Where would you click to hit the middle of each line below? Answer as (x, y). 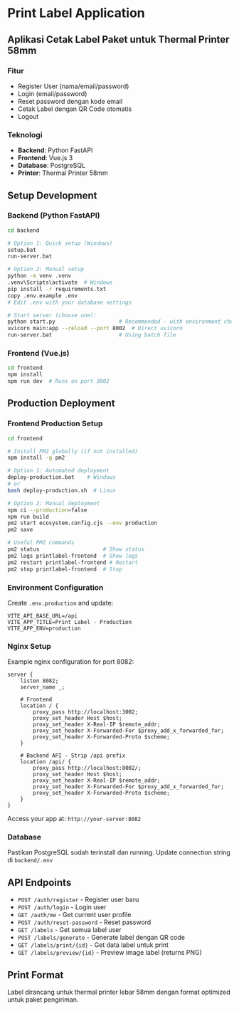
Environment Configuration (55, 587)
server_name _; (43, 687)
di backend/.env (30, 860)
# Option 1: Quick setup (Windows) (60, 243)
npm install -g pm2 (36, 458)
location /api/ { (46, 762)
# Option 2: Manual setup (46, 269)
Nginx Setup (29, 646)
